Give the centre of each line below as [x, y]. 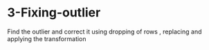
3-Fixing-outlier [54, 13]
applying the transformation [47, 38]
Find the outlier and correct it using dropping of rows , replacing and [104, 32]
